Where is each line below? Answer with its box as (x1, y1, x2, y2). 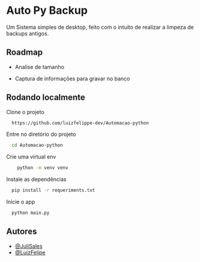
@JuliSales (14, 242, 43, 249)
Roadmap (6, 47, 43, 58)
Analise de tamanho (14, 63, 65, 70)
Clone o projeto (6, 108, 45, 115)
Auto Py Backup (6, 4, 88, 17)
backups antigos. (6, 29, 49, 37)
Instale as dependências (6, 175, 67, 183)
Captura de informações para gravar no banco (14, 75, 130, 82)
